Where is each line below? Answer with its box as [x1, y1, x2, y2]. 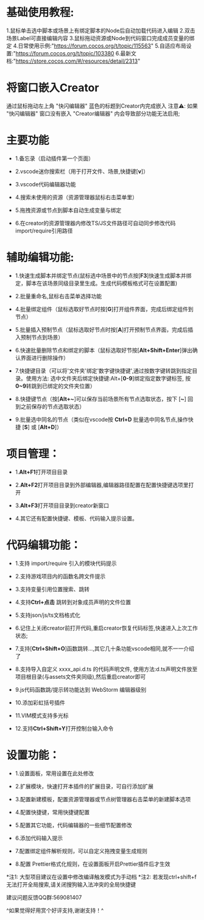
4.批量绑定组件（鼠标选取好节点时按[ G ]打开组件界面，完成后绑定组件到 [15, 305, 194, 312]
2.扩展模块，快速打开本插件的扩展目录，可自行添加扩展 [15, 782, 154, 790]
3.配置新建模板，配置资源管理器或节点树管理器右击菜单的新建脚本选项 [15, 795, 191, 802]
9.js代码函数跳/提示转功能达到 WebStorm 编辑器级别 [15, 686, 147, 693]
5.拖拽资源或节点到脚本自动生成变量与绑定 [15, 206, 122, 214]
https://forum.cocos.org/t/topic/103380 [15, 49, 114, 57]
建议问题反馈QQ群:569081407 [6, 893, 82, 901]
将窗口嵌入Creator [6, 81, 99, 95]
